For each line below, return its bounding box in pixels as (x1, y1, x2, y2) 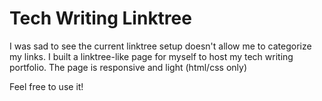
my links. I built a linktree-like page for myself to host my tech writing (9, 50, 294, 62)
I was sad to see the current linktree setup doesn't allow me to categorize (9, 40, 312, 52)
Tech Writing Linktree (9, 7, 192, 30)
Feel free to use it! (9, 80, 84, 92)
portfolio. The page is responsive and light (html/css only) (9, 61, 247, 73)
